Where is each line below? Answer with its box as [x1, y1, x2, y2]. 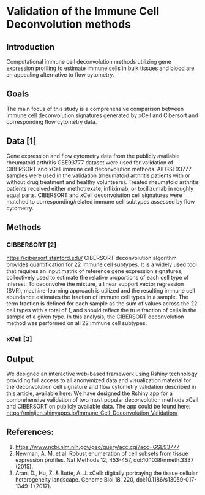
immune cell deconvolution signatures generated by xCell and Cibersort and [6, 112, 198, 119]
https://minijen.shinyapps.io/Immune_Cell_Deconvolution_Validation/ [6, 409, 178, 416]
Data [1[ [6, 136, 37, 147]
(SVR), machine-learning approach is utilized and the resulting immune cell [6, 287, 195, 294]
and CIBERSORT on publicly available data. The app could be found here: [6, 403, 191, 410]
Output [6, 354, 34, 364]
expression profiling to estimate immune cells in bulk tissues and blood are [6, 64, 195, 72]
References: [6, 427, 54, 437]
